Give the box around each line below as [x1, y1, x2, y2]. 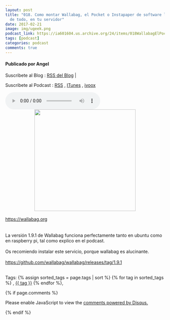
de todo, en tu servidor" [10, 17, 65, 22]
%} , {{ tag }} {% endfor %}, [5, 280, 64, 286]
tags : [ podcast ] [5, 36, 39, 41]
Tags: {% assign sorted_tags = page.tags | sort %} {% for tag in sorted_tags [5, 274, 164, 280]
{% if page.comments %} [5, 290, 58, 296]
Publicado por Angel [5, 61, 50, 67]
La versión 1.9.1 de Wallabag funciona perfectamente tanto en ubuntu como [5, 232, 162, 238]
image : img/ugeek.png [5, 26, 51, 31]
